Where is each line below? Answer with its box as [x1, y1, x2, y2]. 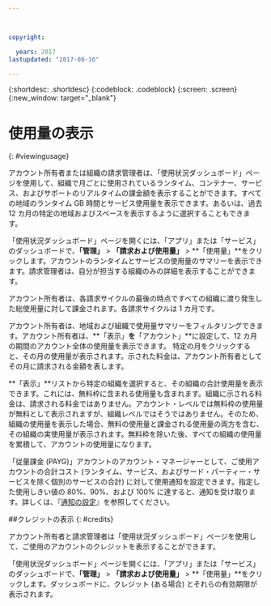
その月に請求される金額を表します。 [8, 361, 129, 371]
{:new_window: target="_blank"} [8, 93, 117, 103]
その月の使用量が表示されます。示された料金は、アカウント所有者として [22, 352, 263, 361]
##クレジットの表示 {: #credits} [8, 514, 114, 524]
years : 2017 [15, 48, 57, 56]
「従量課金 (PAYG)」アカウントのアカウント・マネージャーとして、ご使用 [8, 457, 253, 467]
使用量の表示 [8, 124, 95, 143]
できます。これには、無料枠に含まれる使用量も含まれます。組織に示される [8, 389, 256, 399]
